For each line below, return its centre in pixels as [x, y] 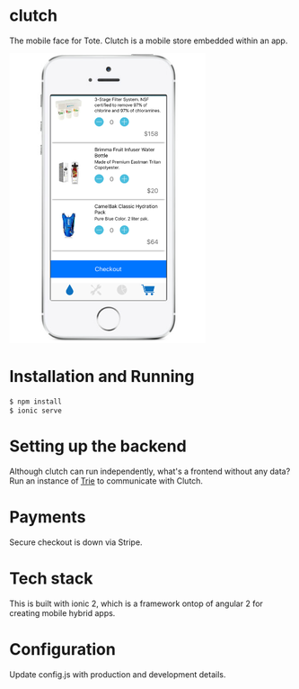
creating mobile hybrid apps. [62, 612]
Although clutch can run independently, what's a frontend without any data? [150, 471]
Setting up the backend [98, 446]
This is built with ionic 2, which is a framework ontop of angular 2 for [136, 603]
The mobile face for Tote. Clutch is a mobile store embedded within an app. [149, 41]
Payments [48, 517]
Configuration [63, 650]
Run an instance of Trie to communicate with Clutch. [106, 480]
